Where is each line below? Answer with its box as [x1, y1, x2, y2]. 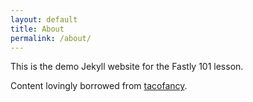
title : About [10, 24, 65, 34]
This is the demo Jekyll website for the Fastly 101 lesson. [10, 61, 244, 73]
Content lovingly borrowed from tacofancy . [10, 80, 188, 92]
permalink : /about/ [10, 33, 92, 43]
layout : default [10, 14, 78, 25]
